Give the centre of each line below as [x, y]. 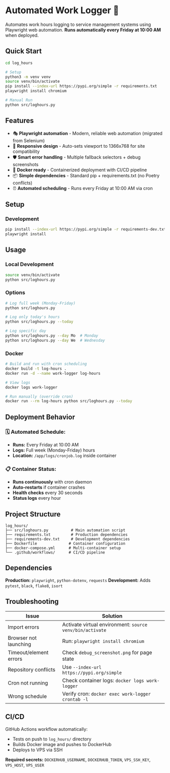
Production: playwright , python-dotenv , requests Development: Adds [78, 580]
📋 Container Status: [31, 469]
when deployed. [22, 35]
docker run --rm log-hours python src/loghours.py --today [69, 401]
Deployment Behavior [40, 417]
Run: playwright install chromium [103, 641]
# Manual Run [19, 100]
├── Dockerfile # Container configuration [65, 544]
